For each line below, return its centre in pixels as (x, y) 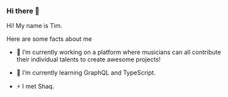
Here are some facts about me (49, 39)
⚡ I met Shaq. (35, 86)
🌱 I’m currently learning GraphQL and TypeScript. (86, 73)
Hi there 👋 (23, 11)
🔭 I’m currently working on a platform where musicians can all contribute (119, 52)
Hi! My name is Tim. (35, 26)
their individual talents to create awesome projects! (88, 59)
